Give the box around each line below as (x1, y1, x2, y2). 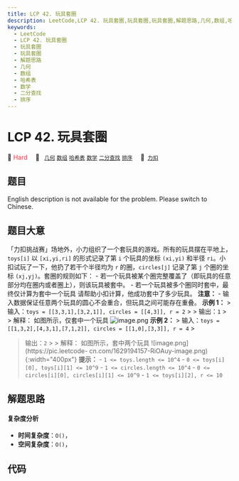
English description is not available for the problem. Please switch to (7, 195, 208, 203)
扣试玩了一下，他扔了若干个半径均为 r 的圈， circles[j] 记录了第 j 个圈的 (7, 262, 223, 271)
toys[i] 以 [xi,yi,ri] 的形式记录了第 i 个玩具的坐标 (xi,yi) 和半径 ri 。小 (7, 254, 226, 262)
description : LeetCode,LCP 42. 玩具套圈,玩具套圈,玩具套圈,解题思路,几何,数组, (7, 17, 228, 24)
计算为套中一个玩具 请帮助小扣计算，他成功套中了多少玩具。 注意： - (19, 289, 222, 298)
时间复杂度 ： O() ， (17, 431, 72, 440)
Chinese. (7, 202, 33, 210)
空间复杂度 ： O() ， (17, 440, 72, 448)
